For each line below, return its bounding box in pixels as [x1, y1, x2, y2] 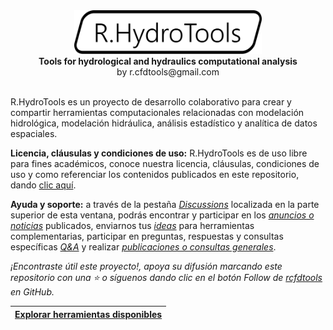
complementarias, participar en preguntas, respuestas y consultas [10, 230, 284, 243]
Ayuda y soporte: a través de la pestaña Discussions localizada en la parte [10, 199, 320, 211]
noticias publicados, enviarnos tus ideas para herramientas [10, 220, 255, 232]
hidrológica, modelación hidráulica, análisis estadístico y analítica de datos [10, 117, 318, 129]
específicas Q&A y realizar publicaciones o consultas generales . [10, 241, 277, 253]
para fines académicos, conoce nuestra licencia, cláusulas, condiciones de [10, 158, 320, 170]
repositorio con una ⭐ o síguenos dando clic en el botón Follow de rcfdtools [10, 272, 323, 284]
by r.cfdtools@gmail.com [116, 66, 220, 78]
